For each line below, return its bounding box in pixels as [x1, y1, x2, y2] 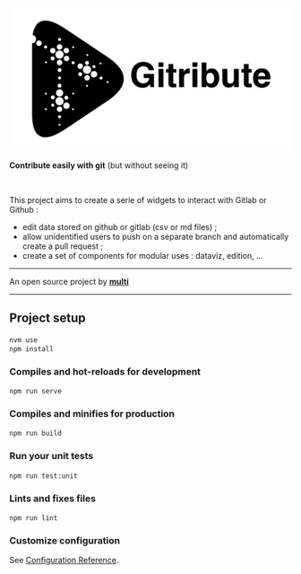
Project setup [9, 311, 87, 326]
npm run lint [9, 513, 58, 523]
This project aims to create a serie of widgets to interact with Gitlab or [9, 194, 267, 205]
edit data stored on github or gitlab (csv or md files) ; [21, 221, 218, 232]
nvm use [9, 335, 39, 344]
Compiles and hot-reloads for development [9, 365, 202, 377]
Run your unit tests [9, 450, 94, 463]
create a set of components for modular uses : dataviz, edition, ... [21, 250, 264, 261]
